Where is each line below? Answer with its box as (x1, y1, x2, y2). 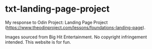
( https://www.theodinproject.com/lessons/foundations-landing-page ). (5, 24, 146, 30)
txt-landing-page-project (5, 3, 110, 15)
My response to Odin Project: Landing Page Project (5, 19, 108, 25)
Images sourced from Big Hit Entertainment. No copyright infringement (5, 34, 147, 40)
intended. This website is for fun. (5, 39, 71, 45)
